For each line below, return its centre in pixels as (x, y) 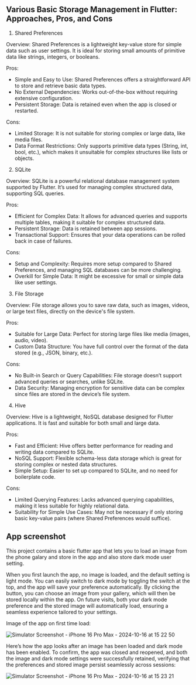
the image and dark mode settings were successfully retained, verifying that (98, 658)
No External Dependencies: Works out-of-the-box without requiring (96, 92)
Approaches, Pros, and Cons (59, 19)
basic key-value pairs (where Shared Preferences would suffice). (93, 518)
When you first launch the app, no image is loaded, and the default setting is (98, 574)
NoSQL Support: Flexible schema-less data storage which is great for (98, 458)
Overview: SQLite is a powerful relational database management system (93, 180)
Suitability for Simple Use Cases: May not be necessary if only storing (99, 512)
